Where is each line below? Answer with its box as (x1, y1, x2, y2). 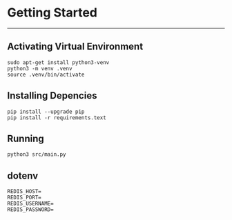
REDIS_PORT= (7, 194, 41, 201)
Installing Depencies (7, 90, 97, 101)
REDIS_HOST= (7, 188, 41, 195)
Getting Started (7, 5, 98, 21)
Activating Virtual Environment (7, 41, 144, 52)
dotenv (7, 170, 39, 181)
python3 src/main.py (7, 151, 67, 158)
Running (7, 132, 45, 144)
